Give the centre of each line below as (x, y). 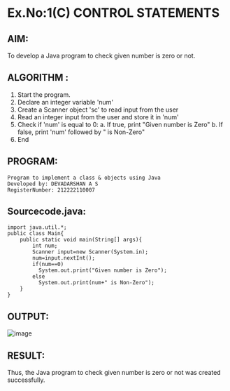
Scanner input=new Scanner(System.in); (91, 252)
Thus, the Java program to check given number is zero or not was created (114, 373)
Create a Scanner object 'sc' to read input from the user (98, 110)
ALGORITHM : (38, 78)
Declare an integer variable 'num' (65, 102)
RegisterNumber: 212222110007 (51, 190)
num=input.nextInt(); (64, 258)
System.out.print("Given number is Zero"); (103, 271)
